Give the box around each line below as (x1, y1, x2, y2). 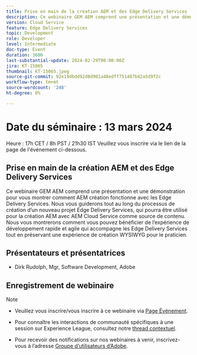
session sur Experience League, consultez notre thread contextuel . (14, 325, 177, 332)
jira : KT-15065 (6, 63, 43, 69)
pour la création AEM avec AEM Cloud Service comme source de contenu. (6, 212, 186, 219)
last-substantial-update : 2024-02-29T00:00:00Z (6, 57, 125, 63)
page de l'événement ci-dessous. (6, 146, 87, 153)
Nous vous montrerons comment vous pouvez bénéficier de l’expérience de (6, 219, 189, 226)
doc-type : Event (6, 47, 46, 53)
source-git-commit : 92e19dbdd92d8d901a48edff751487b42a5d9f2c (6, 74, 161, 80)
